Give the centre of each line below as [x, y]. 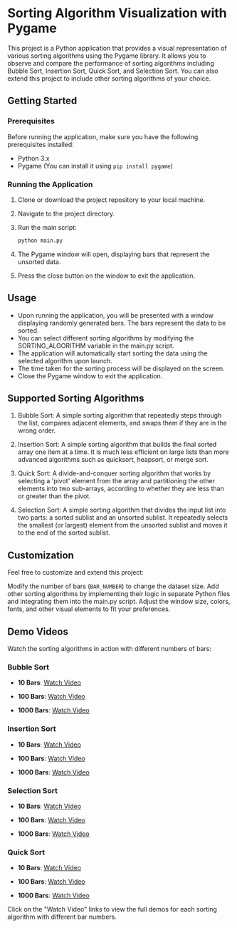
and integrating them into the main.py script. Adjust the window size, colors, [119, 602]
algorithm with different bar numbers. [62, 917]
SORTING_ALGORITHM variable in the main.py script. [96, 346]
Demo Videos [38, 631]
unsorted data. [39, 261]
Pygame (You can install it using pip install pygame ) [95, 166]
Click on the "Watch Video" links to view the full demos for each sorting [112, 909]
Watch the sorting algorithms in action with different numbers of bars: [110, 649]
